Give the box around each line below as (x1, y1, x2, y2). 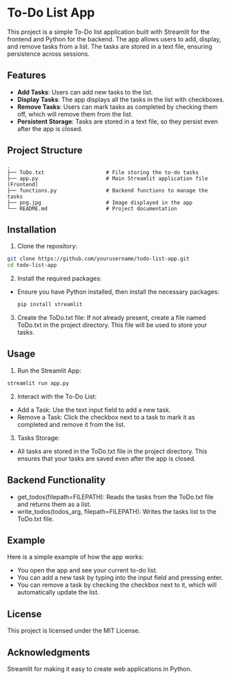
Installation (7, 223, 57, 235)
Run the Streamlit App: (17, 366, 81, 374)
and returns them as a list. (17, 500, 92, 508)
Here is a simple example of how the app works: (7, 553, 144, 561)
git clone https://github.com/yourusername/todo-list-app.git (7, 255, 190, 263)
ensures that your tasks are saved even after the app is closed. (17, 454, 197, 463)
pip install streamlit (17, 301, 83, 308)
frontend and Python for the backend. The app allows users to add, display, (7, 34, 222, 43)
